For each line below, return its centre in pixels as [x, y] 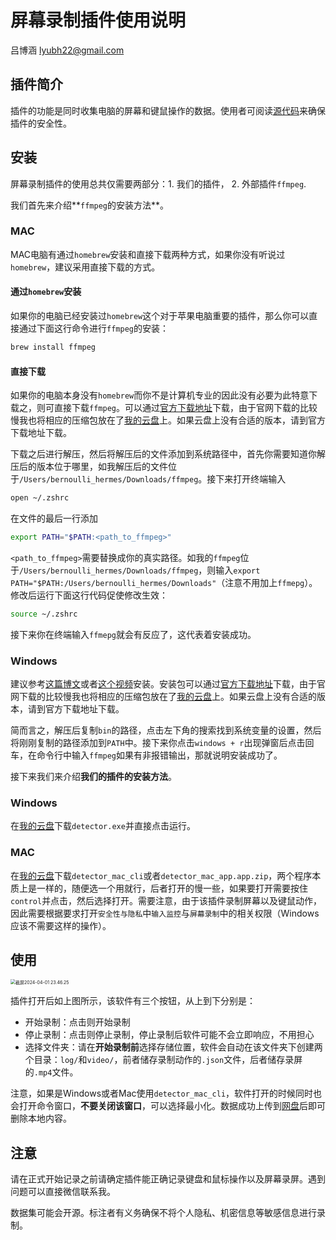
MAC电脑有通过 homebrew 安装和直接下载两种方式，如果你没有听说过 [148, 254]
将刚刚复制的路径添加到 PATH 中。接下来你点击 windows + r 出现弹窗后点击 [158, 743]
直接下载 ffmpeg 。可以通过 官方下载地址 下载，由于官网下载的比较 [185, 408]
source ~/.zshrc [44, 614]
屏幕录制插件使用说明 [98, 20]
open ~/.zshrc [40, 498]
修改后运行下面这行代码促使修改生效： [89, 595]
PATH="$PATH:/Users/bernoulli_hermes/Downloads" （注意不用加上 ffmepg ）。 [164, 582]
